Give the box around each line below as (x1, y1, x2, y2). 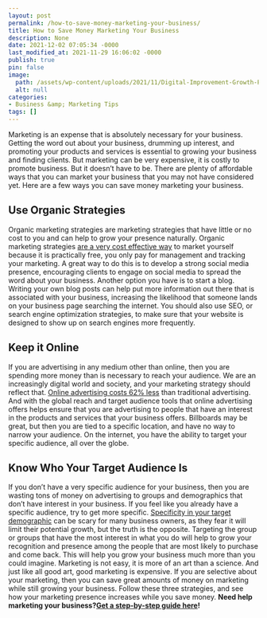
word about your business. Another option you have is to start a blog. (8, 276, 235, 285)
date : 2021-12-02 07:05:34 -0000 (8, 41, 119, 49)
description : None (8, 33, 69, 42)
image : (8, 71, 30, 79)
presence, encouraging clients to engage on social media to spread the (8, 267, 242, 276)
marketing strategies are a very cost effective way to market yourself (8, 241, 234, 251)
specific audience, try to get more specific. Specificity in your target (8, 507, 232, 518)
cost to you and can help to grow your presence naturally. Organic (8, 233, 225, 243)
